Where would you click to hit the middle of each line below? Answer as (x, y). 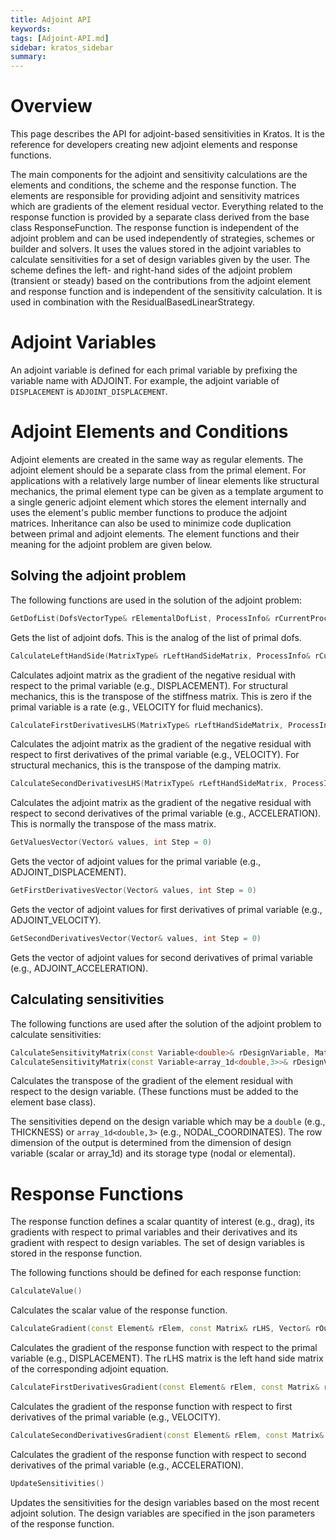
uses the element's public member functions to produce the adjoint (149, 512)
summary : (28, 57)
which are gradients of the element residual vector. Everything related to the (167, 207)
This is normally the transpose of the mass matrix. (113, 824)
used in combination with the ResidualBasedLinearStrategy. (133, 302)
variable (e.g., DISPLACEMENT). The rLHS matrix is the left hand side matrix (167, 1358)
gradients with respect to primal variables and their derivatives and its (154, 1232)
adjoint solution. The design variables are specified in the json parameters (163, 1513)
